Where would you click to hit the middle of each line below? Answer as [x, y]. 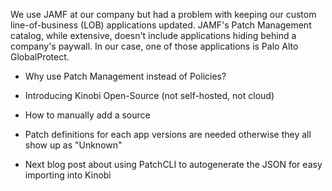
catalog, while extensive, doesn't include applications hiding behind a [153, 35]
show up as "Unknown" [73, 145]
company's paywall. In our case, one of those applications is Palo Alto [154, 46]
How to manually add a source [87, 115]
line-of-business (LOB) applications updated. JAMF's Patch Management [161, 25]
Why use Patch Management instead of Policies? [125, 76]
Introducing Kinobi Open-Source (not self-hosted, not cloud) [149, 95]
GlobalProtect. [40, 57]
